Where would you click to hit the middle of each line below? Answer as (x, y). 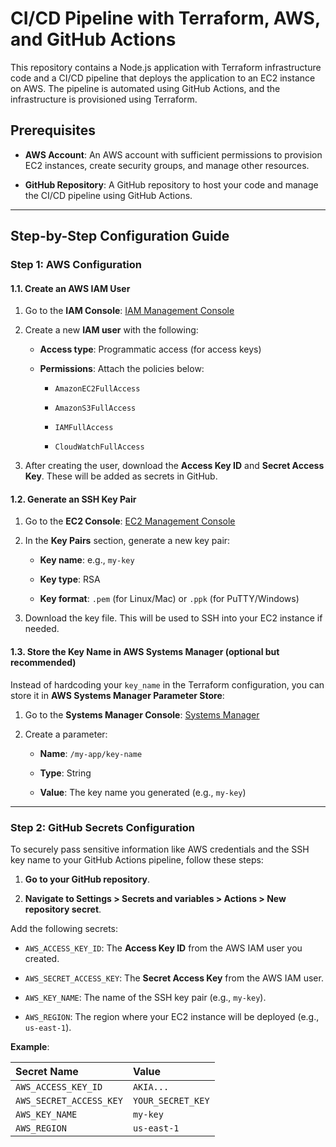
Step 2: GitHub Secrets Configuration (102, 827)
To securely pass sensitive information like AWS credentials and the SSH (160, 849)
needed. (42, 629)
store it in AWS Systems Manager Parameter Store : (117, 695)
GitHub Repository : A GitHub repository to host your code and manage (171, 184)
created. (42, 958)
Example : (30, 1046)
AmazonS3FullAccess (95, 408)
